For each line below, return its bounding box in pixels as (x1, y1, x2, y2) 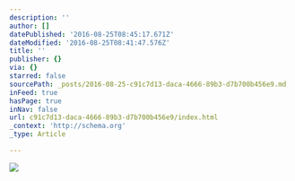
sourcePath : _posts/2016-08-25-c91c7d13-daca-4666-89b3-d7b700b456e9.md (9, 80, 287, 89)
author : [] (9, 22, 50, 30)
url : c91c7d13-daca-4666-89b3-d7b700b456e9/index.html (9, 113, 219, 122)
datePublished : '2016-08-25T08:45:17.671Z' (9, 30, 175, 39)
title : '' (9, 47, 47, 56)
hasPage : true (9, 96, 63, 106)
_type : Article (9, 130, 66, 139)
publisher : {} (9, 55, 63, 64)
